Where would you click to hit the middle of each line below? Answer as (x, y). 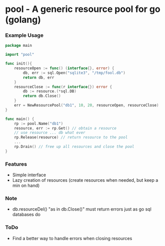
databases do (26, 215)
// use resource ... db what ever (50, 133)
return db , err (39, 77)
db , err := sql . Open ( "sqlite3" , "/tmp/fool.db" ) (74, 73)
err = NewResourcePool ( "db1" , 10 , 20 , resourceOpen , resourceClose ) (86, 106)
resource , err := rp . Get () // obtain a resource (65, 128)
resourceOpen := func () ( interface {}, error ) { (64, 68)
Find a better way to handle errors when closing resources (72, 238)
